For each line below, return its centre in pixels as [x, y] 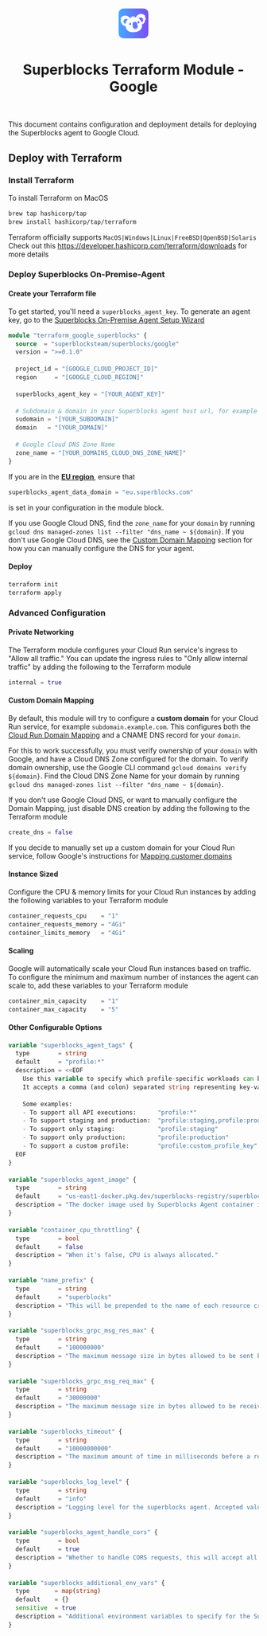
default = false [49, 1247]
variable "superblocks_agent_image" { [72, 1180]
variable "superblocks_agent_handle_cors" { [83, 1532]
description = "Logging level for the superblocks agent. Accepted [130, 1507]
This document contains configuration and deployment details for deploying [132, 124]
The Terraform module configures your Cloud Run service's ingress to [123, 650]
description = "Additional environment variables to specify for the [133, 1617]
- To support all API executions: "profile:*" [110, 1112]
